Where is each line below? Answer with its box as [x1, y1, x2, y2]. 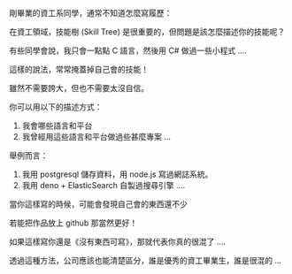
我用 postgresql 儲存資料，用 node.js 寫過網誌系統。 [21, 169, 213, 179]
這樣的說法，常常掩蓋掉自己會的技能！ [9, 65, 149, 74]
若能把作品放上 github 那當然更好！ [9, 217, 138, 228]
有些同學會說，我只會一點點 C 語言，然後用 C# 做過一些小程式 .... [9, 45, 248, 56]
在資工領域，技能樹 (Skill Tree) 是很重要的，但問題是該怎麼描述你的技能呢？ [9, 27, 286, 37]
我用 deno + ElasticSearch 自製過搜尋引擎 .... [21, 180, 186, 190]
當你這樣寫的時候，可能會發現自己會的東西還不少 [9, 199, 188, 209]
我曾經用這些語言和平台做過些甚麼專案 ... [21, 132, 171, 141]
